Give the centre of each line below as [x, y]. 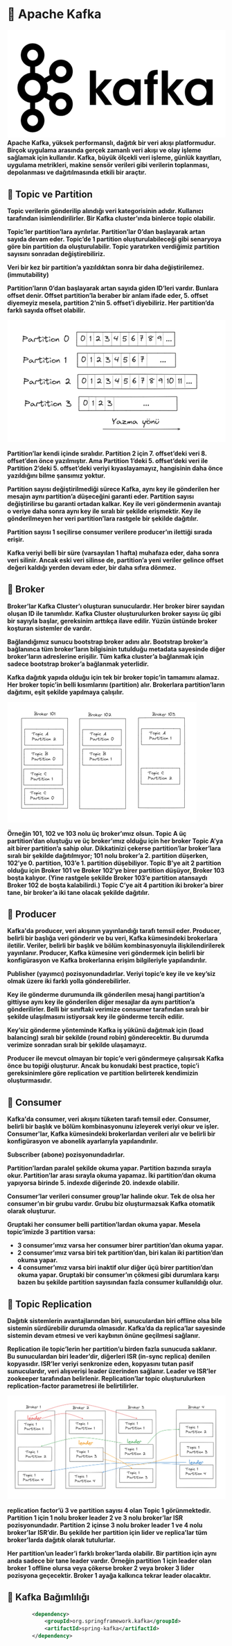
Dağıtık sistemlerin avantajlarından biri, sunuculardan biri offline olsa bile [115, 1321]
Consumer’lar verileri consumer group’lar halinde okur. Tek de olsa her [111, 1196]
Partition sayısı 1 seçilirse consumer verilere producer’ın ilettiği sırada [110, 532]
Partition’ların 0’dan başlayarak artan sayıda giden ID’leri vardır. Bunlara [113, 288]
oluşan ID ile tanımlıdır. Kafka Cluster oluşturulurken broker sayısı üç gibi [114, 613]
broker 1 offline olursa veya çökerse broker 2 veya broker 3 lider [101, 1568]
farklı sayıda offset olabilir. [46, 310]
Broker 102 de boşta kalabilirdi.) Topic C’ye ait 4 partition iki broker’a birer [115, 885]
